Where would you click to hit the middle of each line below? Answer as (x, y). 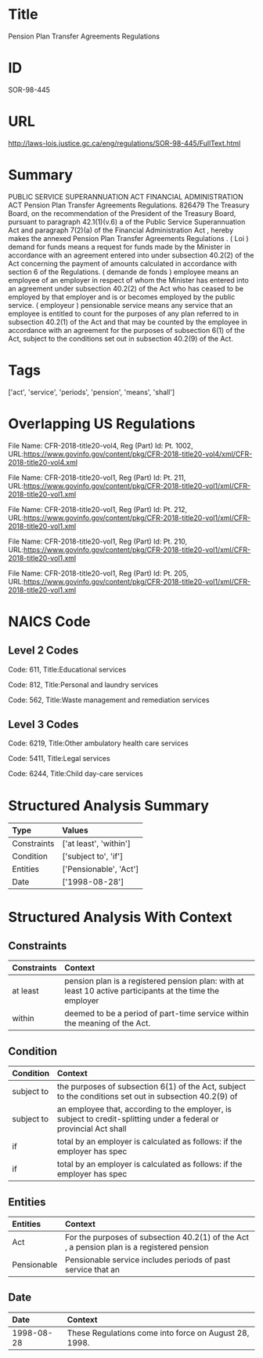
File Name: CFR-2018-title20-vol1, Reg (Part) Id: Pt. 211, (97, 478)
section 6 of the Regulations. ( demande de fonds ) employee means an (123, 272)
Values (75, 830)
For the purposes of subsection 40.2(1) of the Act (157, 1237)
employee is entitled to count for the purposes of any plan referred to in (123, 313)
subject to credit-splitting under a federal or (138, 1119)
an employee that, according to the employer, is (145, 1109)
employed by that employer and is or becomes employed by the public (122, 297)
